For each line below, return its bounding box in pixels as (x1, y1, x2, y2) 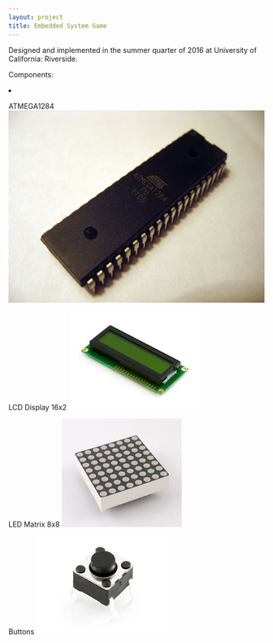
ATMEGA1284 (8, 101, 54, 111)
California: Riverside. (8, 54, 78, 63)
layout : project (8, 13, 63, 21)
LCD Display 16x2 (8, 402, 67, 412)
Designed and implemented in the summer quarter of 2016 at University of (8, 45, 258, 55)
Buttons (8, 627, 35, 636)
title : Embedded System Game (8, 21, 107, 30)
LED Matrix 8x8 (8, 519, 60, 529)
